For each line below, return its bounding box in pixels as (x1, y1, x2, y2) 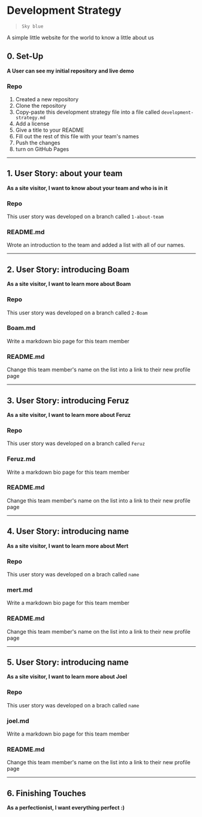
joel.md (7, 716, 29, 725)
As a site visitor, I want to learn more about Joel (7, 673, 128, 680)
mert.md (7, 585, 33, 594)
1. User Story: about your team (7, 168, 123, 178)
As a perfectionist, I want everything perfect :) (7, 804, 125, 812)
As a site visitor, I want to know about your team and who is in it (7, 184, 168, 192)
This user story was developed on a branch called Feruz (7, 440, 146, 447)
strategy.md (15, 115, 46, 121)
